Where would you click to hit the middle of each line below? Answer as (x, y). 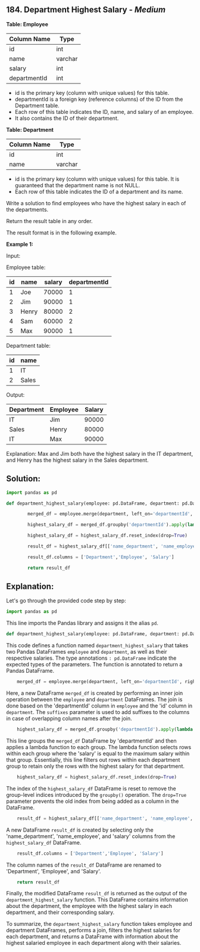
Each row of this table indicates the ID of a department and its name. (99, 191)
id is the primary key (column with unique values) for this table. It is (97, 179)
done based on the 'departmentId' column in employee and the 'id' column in (99, 706)
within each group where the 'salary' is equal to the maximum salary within (98, 753)
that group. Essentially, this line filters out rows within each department (93, 759)
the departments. (27, 209)
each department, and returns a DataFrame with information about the (92, 936)
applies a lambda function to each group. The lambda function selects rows (99, 747)
